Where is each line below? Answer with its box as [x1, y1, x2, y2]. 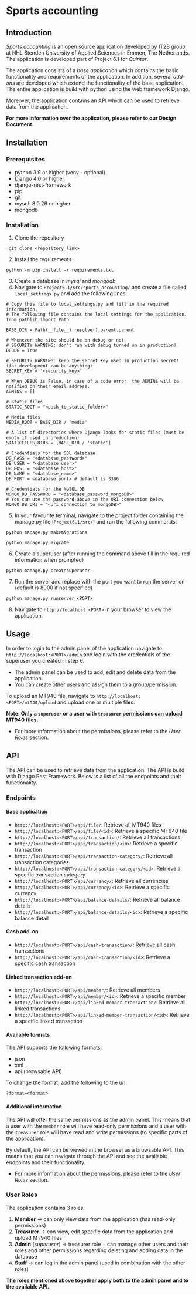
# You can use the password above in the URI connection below [6, 496, 164, 503]
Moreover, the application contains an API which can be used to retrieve [6, 97, 180, 104]
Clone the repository [14, 234, 64, 241]
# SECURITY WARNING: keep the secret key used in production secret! [6, 358, 180, 363]
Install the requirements [14, 255, 72, 262]
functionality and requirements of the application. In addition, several [6, 73, 172, 80]
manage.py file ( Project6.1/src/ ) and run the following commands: [14, 518, 177, 525]
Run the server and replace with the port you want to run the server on [14, 578, 185, 585]
